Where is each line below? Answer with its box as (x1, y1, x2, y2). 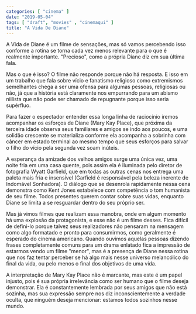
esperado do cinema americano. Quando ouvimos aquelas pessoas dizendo (6, 235, 190, 243)
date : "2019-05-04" (6, 14, 54, 20)
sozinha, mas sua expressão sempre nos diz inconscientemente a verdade (6, 290, 186, 297)
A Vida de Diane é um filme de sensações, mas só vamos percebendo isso (6, 41, 186, 48)
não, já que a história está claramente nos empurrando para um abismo (6, 89, 178, 96)
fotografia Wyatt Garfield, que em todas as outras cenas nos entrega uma (6, 168, 184, 175)
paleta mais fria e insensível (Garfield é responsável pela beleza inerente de (6, 174, 189, 181)
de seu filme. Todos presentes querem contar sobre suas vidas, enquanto (6, 193, 184, 200)
